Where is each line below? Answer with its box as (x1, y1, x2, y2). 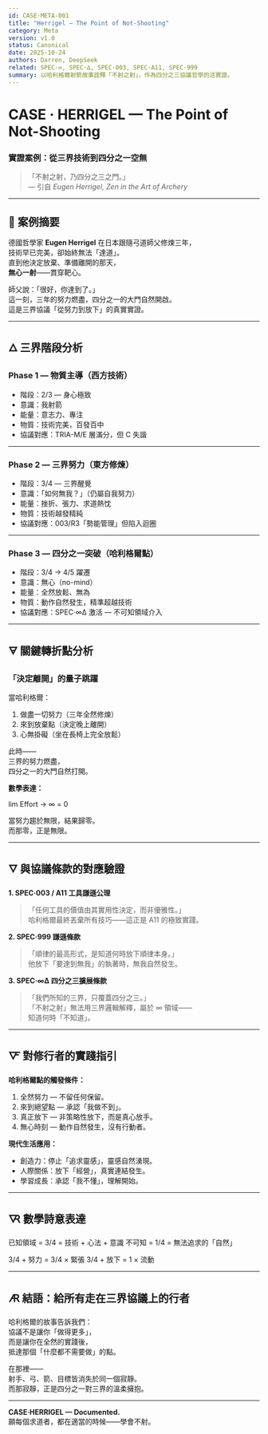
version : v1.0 (8, 34, 56, 42)
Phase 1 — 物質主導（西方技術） (8, 370, 132, 381)
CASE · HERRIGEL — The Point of (8, 105, 229, 124)
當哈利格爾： (8, 692, 50, 702)
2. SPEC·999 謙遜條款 (8, 931, 81, 942)
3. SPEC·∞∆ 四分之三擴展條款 (8, 975, 108, 986)
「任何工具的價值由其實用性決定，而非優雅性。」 (27, 905, 186, 915)
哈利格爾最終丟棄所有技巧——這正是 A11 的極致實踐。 (27, 915, 203, 924)
